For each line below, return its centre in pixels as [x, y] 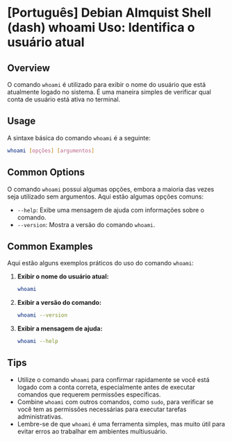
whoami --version [42, 315]
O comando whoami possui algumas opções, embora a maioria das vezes [111, 189]
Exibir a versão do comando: [59, 303]
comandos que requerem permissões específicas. [89, 394]
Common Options [46, 173]
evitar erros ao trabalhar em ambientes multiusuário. [92, 431]
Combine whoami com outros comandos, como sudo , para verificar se [115, 401]
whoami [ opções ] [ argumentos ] [51, 151]
